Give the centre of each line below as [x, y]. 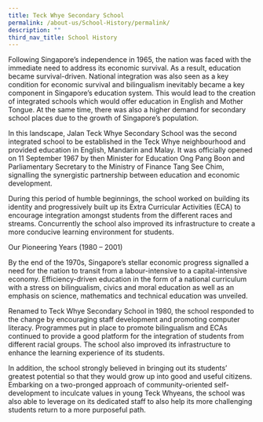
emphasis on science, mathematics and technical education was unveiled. [128, 296]
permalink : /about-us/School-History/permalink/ [89, 23]
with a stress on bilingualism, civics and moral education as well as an [121, 288]
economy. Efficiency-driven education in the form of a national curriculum [128, 279]
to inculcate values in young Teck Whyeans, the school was [149, 393]
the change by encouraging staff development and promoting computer [124, 320]
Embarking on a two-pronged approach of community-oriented [110, 385]
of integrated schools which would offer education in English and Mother [126, 101]
